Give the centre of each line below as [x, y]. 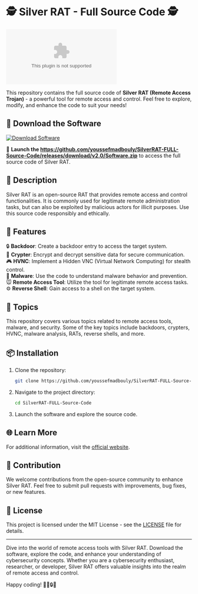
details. [15, 531]
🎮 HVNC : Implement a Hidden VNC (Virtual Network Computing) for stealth [98, 261]
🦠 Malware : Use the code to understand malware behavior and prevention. [97, 276]
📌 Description [32, 180]
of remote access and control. [43, 573]
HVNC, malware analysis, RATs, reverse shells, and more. [76, 334]
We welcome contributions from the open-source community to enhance [95, 479]
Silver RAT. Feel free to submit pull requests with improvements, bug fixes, [96, 486]
